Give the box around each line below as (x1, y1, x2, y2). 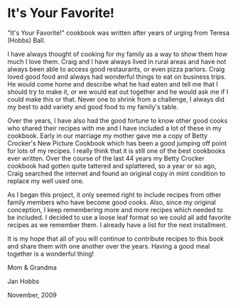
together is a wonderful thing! (7, 249, 94, 258)
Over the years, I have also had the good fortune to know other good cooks (7, 116, 228, 125)
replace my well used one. (7, 176, 85, 185)
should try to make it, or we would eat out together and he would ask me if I (7, 87, 229, 96)
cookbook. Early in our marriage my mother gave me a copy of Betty (7, 131, 208, 140)
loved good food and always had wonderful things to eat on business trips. (7, 72, 227, 81)
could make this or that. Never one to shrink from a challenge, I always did (7, 94, 225, 104)
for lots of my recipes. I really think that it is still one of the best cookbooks (7, 146, 226, 155)
